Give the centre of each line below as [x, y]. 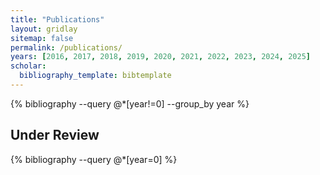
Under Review [55, 135]
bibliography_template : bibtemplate [95, 76]
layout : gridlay [44, 29]
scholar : [28, 66]
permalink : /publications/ [66, 47]
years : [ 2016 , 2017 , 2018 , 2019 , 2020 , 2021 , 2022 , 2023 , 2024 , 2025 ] [160, 57]
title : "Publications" [57, 19]
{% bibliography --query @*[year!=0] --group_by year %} [130, 103]
